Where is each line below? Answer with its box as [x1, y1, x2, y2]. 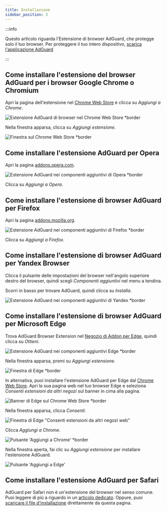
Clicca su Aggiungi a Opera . [5, 181, 63, 187]
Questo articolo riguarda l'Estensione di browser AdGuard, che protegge [5, 36, 154, 42]
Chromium [5, 86, 39, 94]
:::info [5, 26, 17, 32]
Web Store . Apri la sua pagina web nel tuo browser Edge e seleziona [5, 382, 146, 388]
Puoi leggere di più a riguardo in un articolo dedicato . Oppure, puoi [5, 494, 143, 500]
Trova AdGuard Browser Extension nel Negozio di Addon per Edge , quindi [5, 333, 157, 339]
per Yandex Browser [5, 259, 70, 268]
